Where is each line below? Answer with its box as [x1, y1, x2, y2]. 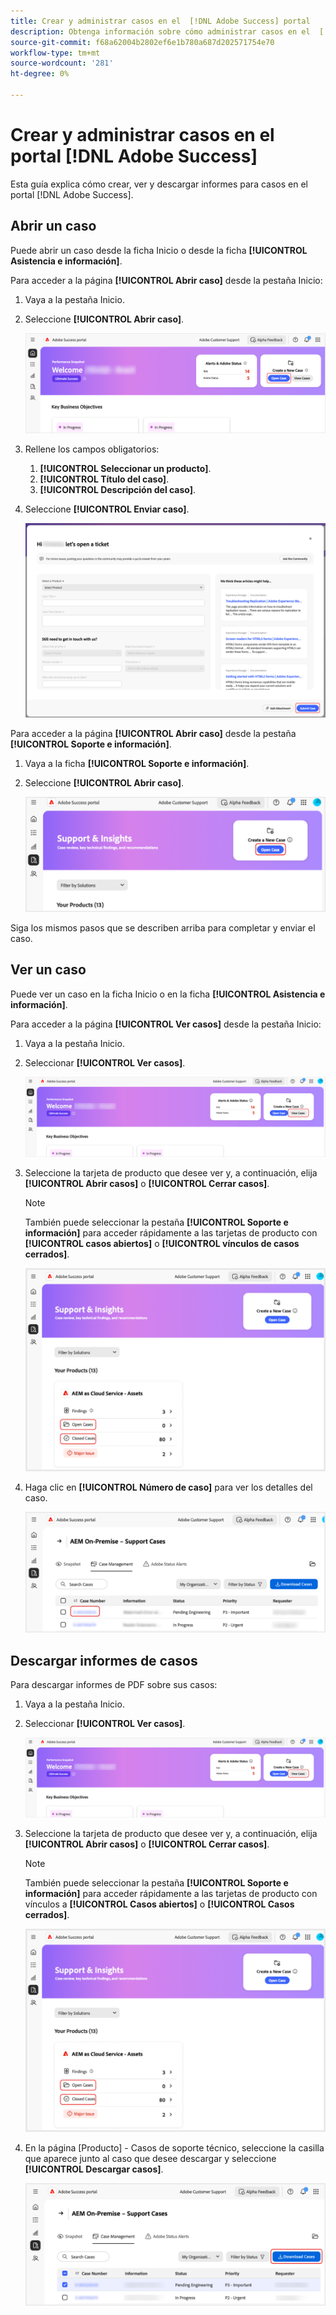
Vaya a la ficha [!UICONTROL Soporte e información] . [24, 757, 250, 769]
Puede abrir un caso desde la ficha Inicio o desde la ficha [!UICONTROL [10, 244, 308, 256]
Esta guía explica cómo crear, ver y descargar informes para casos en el [10, 178, 308, 190]
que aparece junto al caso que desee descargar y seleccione [24, 2152, 277, 2164]
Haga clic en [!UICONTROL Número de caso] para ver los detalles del [24, 1481, 313, 1493]
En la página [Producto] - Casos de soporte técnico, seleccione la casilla [24, 2141, 325, 2154]
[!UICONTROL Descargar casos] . [24, 2163, 164, 2175]
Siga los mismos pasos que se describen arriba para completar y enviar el [10, 921, 316, 934]
